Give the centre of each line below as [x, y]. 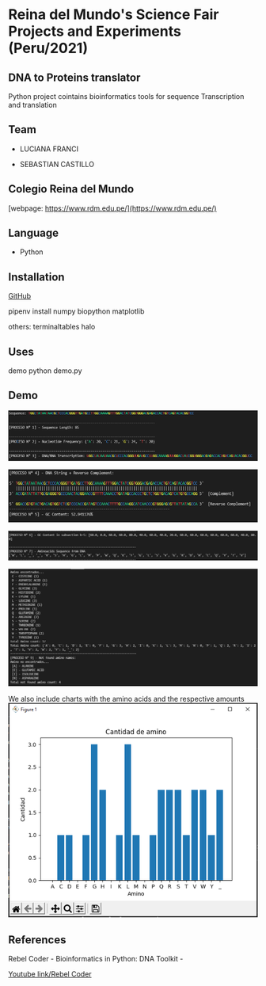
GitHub [20, 296]
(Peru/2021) [48, 48]
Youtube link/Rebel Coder [50, 974]
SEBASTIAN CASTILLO [57, 164]
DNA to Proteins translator [74, 77]
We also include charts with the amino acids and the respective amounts [126, 699]
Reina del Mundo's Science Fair [114, 15]
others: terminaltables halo [52, 327]
